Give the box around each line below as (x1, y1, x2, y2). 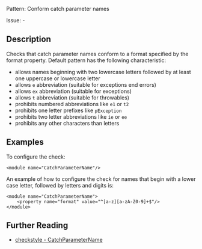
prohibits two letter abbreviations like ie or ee (14, 113, 127, 120)
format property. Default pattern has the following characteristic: (6, 57, 167, 64)
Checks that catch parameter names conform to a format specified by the (6, 50, 189, 57)
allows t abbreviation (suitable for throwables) (14, 93, 130, 101)
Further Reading (6, 220, 69, 231)
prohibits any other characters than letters (14, 119, 120, 127)
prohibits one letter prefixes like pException (14, 107, 122, 114)
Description (6, 34, 51, 45)
